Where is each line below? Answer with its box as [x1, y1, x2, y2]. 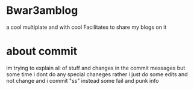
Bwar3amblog [6, 4, 78, 17]
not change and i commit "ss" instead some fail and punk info [6, 77, 159, 84]
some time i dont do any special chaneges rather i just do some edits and [6, 70, 188, 78]
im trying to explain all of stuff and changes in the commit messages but [6, 64, 186, 71]
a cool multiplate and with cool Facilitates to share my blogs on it [6, 23, 167, 31]
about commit [6, 44, 77, 58]
